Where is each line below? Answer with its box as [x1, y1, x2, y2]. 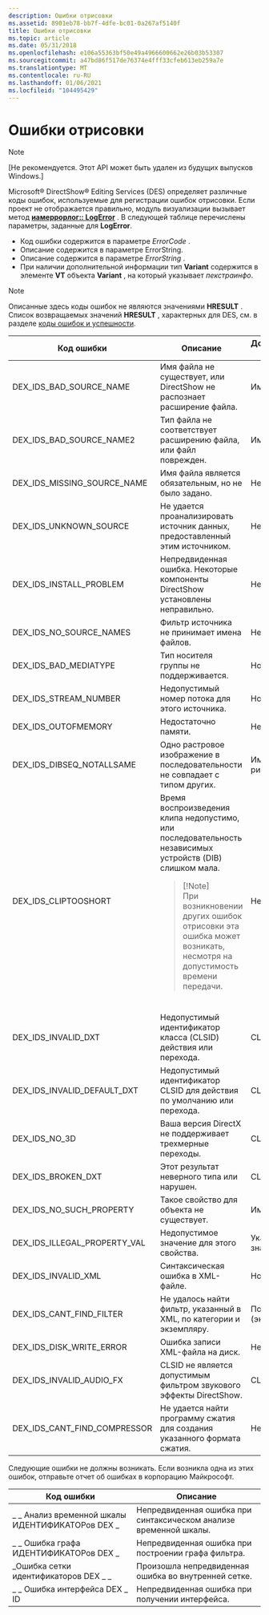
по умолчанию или [159, 1095, 234, 1107]
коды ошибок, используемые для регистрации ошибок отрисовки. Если [8, 196, 255, 205]
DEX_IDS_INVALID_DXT [12, 1032, 100, 1043]
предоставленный [159, 531, 231, 542]
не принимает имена [159, 627, 242, 638]
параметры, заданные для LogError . [8, 221, 132, 231]
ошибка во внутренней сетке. [135, 1571, 252, 1582]
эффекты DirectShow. [159, 1390, 243, 1401]
